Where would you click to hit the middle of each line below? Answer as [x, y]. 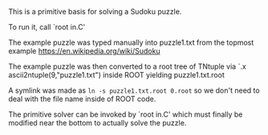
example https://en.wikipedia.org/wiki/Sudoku [84, 51]
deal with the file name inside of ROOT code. [82, 99]
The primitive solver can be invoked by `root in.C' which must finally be [126, 114]
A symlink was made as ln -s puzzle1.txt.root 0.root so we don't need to [134, 90]
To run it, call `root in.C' [47, 27]
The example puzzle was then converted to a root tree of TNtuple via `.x [127, 66]
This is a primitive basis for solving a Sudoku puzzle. [95, 12]
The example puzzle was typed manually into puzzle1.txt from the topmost [131, 42]
